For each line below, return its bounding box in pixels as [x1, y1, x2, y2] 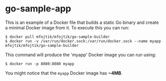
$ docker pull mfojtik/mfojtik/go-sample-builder [5, 34, 110, 39]
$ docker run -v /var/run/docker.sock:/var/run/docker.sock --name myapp [5, 38, 162, 44]
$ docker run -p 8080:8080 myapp [5, 61, 75, 66]
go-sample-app [5, 3, 72, 14]
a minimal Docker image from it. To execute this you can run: [5, 24, 130, 30]
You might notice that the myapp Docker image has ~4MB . [5, 70, 123, 76]
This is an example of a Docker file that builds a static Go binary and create [5, 19, 159, 25]
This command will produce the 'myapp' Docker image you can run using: [5, 52, 157, 58]
